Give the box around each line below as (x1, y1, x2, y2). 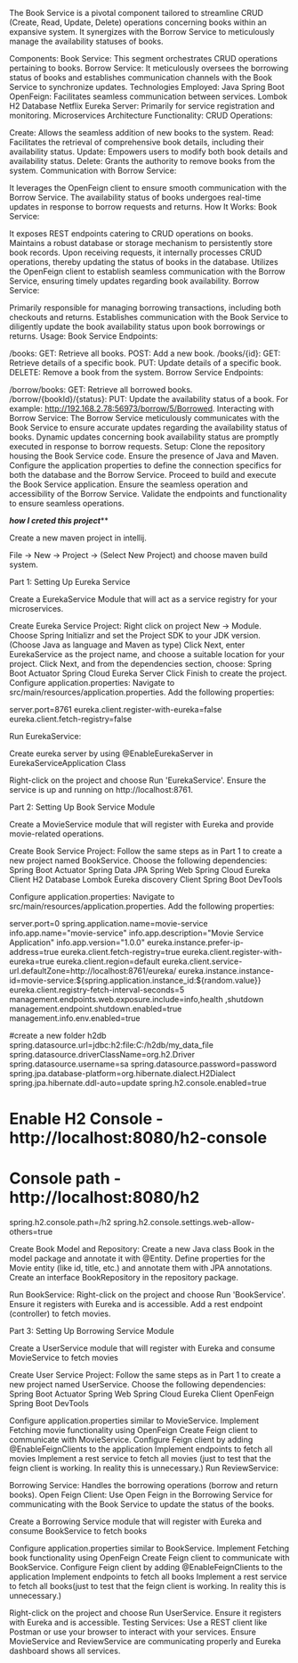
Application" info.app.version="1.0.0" (9, 937, 145, 948)
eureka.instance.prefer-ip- (146, 937, 245, 948)
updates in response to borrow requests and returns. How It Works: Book (9, 202, 278, 212)
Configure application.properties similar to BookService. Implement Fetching (9, 1543, 290, 1554)
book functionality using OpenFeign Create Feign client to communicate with (9, 1552, 290, 1563)
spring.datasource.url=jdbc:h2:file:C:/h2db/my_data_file (9, 1040, 213, 1050)
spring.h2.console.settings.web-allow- (113, 1217, 255, 1228)
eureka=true (9, 956, 55, 967)
